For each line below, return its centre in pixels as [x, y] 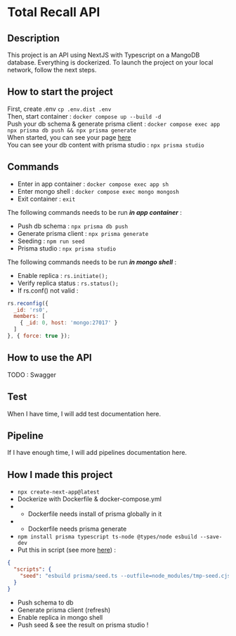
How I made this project [60, 475]
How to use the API [50, 358]
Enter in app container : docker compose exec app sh [93, 184]
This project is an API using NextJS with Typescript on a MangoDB [104, 55]
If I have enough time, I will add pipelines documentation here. [97, 453]
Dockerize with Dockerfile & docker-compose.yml [89, 499]
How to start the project [60, 92]
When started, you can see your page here [69, 137]
